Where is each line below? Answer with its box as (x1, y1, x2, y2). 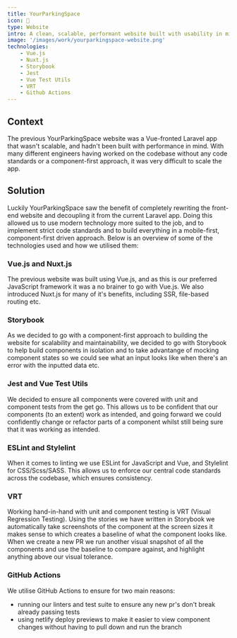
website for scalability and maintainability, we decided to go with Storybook (7, 339, 227, 347)
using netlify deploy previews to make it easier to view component (17, 615, 210, 623)
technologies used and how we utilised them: (7, 241, 139, 250)
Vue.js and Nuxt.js (7, 259, 73, 269)
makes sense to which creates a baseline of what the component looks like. (7, 530, 227, 538)
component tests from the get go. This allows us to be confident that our (7, 402, 219, 411)
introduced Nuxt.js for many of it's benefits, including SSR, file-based (7, 290, 209, 298)
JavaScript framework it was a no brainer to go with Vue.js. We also (7, 282, 205, 291)
